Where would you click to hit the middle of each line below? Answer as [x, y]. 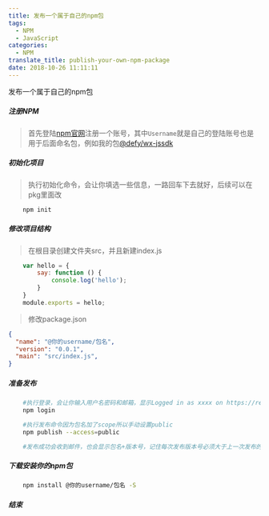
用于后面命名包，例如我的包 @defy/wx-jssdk [100, 143]
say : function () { [70, 273]
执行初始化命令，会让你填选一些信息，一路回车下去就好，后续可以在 [140, 184]
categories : [28, 46]
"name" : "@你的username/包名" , [65, 342]
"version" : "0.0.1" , [50, 349]
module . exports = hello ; [64, 302]
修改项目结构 [29, 229]
